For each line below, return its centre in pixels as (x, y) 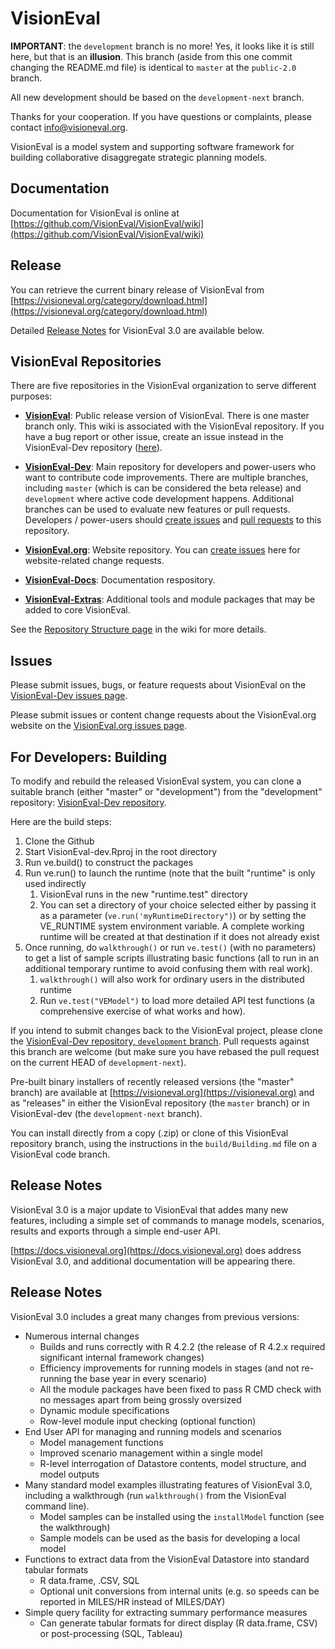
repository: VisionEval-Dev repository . (88, 802)
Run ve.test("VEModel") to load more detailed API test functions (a (177, 1000)
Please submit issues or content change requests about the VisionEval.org (163, 715)
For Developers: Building (89, 757)
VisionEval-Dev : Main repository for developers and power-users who (170, 467)
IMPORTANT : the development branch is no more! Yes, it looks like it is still (162, 46)
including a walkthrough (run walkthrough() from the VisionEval (155, 1495)
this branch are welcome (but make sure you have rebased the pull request (165, 1051)
